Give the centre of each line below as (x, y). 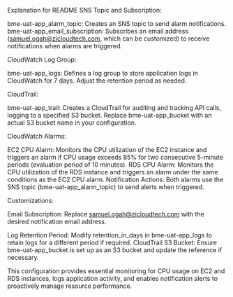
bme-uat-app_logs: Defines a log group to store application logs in (103, 73)
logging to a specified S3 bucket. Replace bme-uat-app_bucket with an (110, 115)
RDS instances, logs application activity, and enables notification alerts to (113, 278)
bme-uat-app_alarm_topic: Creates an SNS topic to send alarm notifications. (117, 23)
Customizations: (31, 200)
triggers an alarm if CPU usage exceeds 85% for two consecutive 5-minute (115, 157)
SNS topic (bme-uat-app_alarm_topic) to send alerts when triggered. (106, 187)
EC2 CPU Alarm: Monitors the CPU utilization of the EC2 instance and (107, 150)
